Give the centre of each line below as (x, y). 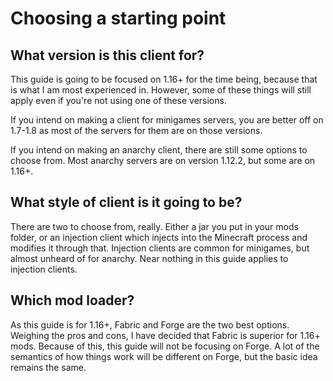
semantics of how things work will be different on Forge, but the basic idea (164, 356)
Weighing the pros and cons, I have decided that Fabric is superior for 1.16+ (165, 335)
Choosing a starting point (118, 18)
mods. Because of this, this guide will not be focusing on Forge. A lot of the (165, 346)
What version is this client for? (107, 55)
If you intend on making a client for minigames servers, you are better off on (167, 120)
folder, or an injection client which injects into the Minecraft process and (159, 237)
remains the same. (48, 367)
